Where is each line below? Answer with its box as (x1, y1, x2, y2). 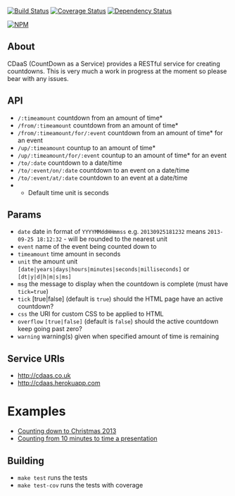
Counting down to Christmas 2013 (17, 427, 117, 435)
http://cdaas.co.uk (17, 371, 72, 380)
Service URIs (7, 352, 65, 364)
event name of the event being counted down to (17, 242, 157, 251)
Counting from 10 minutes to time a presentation (17, 434, 158, 443)
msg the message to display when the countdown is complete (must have (17, 280, 229, 288)
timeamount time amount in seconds (17, 250, 121, 259)
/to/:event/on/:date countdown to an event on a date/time (17, 166, 190, 174)
